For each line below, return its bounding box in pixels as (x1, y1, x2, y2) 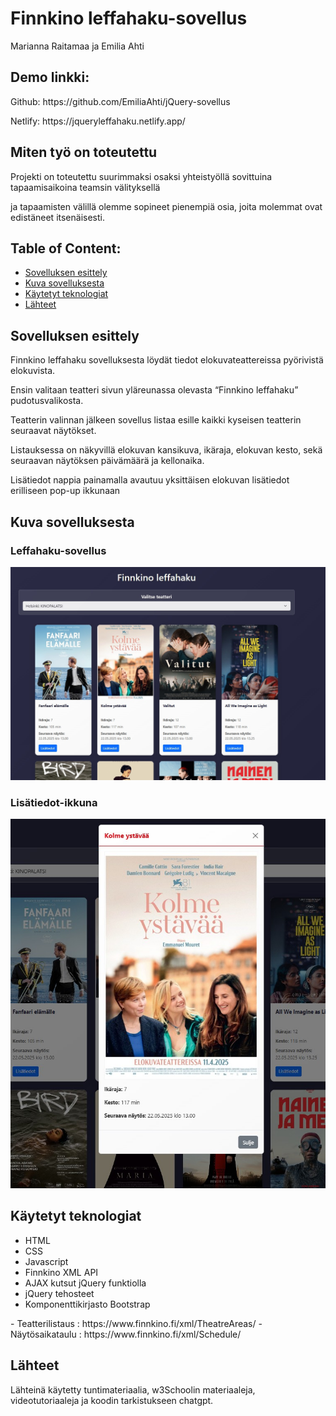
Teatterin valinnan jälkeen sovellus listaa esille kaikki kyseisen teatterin (10, 414, 302, 426)
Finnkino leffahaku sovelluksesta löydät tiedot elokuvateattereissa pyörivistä (10, 354, 324, 366)
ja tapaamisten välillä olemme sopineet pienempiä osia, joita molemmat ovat (10, 200, 323, 212)
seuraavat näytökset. (10, 425, 97, 437)
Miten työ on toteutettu (10, 144, 158, 161)
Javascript (24, 1255, 69, 1267)
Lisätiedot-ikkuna (10, 795, 98, 809)
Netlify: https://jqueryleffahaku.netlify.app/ (10, 115, 186, 127)
